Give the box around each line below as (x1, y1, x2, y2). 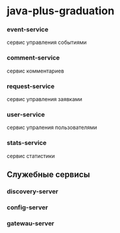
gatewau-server (7, 219, 55, 227)
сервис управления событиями (7, 39, 87, 46)
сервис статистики (7, 152, 55, 159)
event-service (7, 26, 49, 34)
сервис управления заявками (7, 96, 83, 103)
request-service (7, 82, 55, 90)
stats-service (7, 138, 47, 147)
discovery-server (7, 187, 59, 196)
